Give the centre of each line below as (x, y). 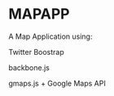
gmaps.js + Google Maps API (57, 83)
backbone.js (29, 67)
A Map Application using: (50, 36)
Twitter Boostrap (37, 52)
